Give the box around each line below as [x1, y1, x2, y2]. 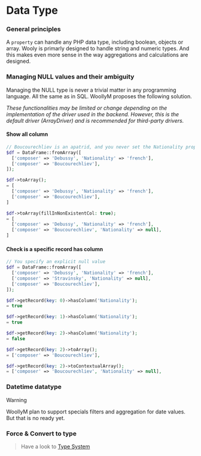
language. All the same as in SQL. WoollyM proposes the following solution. [6, 92, 193, 99]
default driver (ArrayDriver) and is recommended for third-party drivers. [6, 117, 184, 124]
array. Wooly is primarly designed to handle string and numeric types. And [6, 45, 190, 52]
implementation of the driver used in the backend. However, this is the [6, 110, 179, 117]
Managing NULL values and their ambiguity [6, 73, 135, 81]
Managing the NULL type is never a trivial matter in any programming [6, 86, 176, 93]
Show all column [6, 131, 48, 138]
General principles [6, 25, 61, 34]
